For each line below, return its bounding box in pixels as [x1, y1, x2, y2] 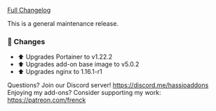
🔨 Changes [7, 36, 46, 46]
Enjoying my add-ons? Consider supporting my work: [7, 89, 161, 97]
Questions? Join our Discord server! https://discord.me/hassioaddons [7, 81, 209, 89]
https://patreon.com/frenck [7, 96, 86, 104]
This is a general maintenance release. [7, 20, 119, 27]
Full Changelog [7, 6, 51, 14]
